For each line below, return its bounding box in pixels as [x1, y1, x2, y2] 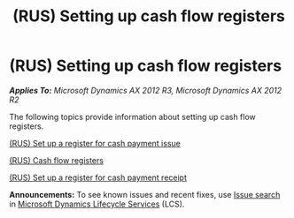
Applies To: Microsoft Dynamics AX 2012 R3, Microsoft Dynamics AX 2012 [9, 85, 282, 95]
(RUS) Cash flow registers [9, 154, 104, 165]
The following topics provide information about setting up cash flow [9, 111, 257, 122]
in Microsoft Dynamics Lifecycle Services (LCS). [9, 199, 185, 209]
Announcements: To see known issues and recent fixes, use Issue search [9, 189, 281, 199]
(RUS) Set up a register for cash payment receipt [9, 172, 188, 183]
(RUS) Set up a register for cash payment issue [9, 138, 182, 148]
